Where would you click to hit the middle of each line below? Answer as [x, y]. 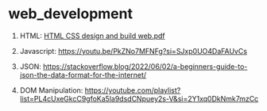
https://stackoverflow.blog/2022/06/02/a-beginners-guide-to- [145, 66]
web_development [71, 14]
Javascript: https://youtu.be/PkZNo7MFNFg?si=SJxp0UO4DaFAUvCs [133, 51]
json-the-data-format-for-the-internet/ [83, 75]
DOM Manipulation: [51, 90]
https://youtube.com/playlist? [133, 90]
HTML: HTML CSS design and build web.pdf [92, 36]
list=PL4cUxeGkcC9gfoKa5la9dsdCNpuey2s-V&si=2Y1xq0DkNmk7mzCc [139, 98]
